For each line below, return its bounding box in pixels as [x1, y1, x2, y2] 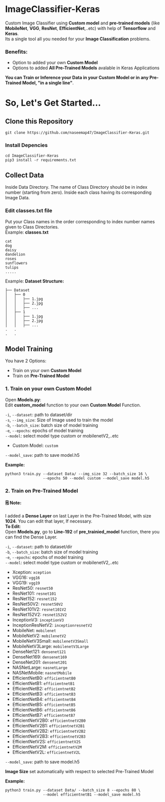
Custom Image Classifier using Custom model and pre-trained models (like [5, 20, 160, 26]
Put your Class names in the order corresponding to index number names [5, 218, 155, 225]
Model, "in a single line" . [22, 80, 74, 86]
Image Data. [5, 195, 30, 201]
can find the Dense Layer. [5, 534, 58, 540]
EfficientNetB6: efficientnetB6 [12, 706, 76, 713]
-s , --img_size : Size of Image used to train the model [5, 417, 113, 423]
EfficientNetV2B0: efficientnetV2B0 [12, 717, 86, 723]
